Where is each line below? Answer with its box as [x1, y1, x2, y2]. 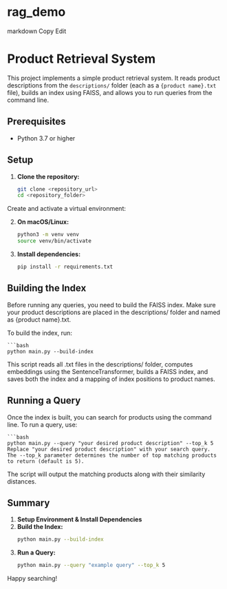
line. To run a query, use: [7, 420, 78, 428]
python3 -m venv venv [17, 231, 80, 238]
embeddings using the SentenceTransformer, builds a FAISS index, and [7, 367, 208, 375]
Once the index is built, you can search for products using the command [7, 413, 212, 421]
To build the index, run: [7, 329, 72, 337]
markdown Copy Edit [7, 27, 67, 35]
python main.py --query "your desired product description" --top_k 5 [7, 440, 214, 446]
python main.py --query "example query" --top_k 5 [17, 562, 166, 569]
